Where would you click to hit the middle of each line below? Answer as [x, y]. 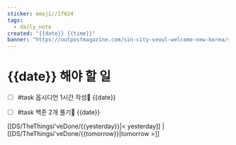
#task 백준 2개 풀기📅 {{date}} [59, 112]
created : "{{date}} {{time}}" [52, 33]
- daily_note [33, 27]
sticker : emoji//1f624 [40, 14]
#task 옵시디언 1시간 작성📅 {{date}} [66, 97]
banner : [19, 40]
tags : [15, 20]
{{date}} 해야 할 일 [59, 77]
